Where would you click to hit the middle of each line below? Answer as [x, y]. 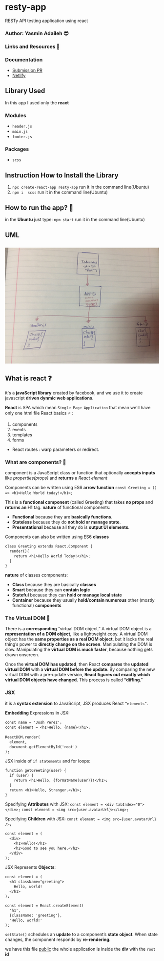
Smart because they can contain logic [51, 590]
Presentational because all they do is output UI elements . [71, 527]
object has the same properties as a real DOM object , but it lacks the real [79, 639]
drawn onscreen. [22, 655]
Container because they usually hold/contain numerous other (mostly [83, 600]
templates [22, 435]
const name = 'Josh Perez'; [34, 722]
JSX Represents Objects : [31, 867]
